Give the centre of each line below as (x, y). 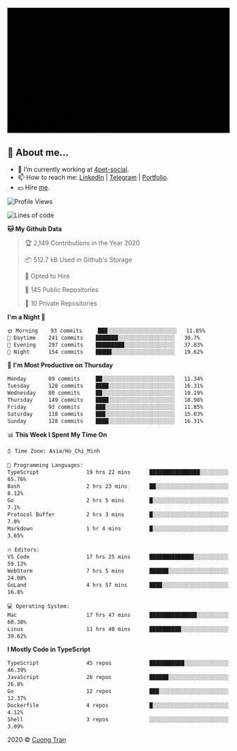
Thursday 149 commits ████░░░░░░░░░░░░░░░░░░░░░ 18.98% (105, 400)
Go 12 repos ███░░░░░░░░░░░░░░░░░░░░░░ (118, 692)
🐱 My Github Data (35, 229)
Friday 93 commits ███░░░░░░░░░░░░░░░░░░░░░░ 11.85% (105, 407)
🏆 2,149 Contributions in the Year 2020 (82, 243)
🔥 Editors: (24, 550)
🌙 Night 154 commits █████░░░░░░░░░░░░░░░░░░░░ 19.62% (105, 352)
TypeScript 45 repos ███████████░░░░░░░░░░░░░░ (118, 664)
